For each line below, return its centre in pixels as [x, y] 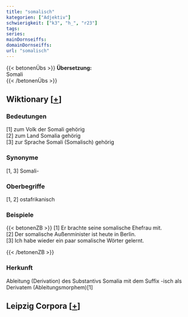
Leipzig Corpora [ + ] [43, 306]
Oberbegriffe [25, 186]
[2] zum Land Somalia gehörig [43, 136]
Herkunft [19, 268]
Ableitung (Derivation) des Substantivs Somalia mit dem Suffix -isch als [94, 281]
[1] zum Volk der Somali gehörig [46, 129]
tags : [13, 28]
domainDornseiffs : [29, 46]
